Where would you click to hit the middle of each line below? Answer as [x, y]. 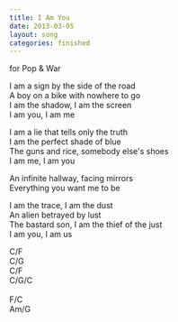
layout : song [34, 34]
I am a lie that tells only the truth [69, 133]
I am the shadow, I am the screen [71, 106]
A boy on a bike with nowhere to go [75, 96]
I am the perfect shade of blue [65, 142]
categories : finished [50, 43]
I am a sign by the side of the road [73, 86]
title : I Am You [40, 18]
